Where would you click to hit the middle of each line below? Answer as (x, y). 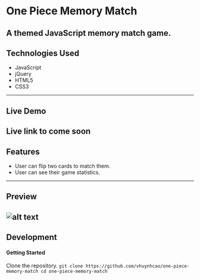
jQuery (23, 74)
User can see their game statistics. (57, 172)
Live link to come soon (49, 132)
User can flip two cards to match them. (62, 166)
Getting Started (26, 253)
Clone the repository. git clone (45, 266)
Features (23, 151)
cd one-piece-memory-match (74, 272)
